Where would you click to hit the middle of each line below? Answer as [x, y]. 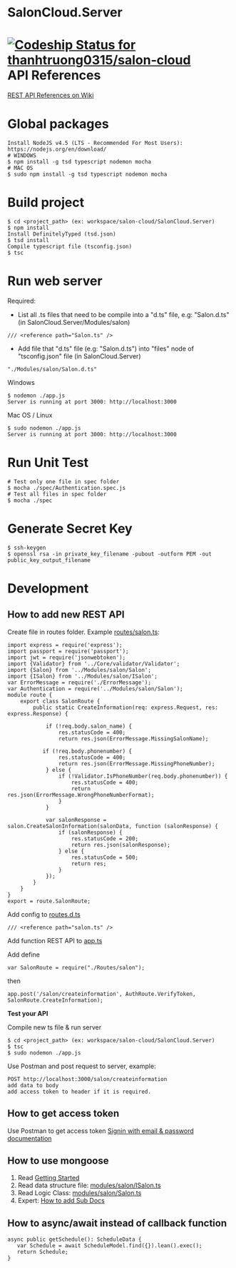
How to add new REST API [66, 615]
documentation [30, 1138]
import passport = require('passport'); [68, 651]
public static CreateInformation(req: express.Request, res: [126, 708]
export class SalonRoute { [60, 701]
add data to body [33, 1085]
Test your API [28, 1013]
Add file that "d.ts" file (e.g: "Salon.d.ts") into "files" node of [106, 348]
